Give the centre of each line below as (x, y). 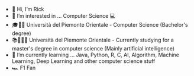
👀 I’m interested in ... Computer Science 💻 (63, 16)
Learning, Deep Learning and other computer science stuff (83, 61)
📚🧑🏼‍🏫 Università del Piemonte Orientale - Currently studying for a (93, 40)
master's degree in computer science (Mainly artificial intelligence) (93, 48)
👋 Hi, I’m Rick (28, 9)
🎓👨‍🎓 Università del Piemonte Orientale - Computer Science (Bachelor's (100, 25)
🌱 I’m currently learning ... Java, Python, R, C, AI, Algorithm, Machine (95, 55)
